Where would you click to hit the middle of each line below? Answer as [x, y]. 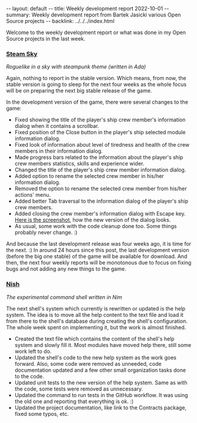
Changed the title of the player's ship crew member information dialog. [100, 170]
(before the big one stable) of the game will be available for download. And [97, 256]
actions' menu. [33, 195]
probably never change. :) [46, 233]
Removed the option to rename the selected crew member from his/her [101, 189]
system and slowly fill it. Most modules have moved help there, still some [103, 345]
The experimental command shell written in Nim [64, 297]
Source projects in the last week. [46, 39]
